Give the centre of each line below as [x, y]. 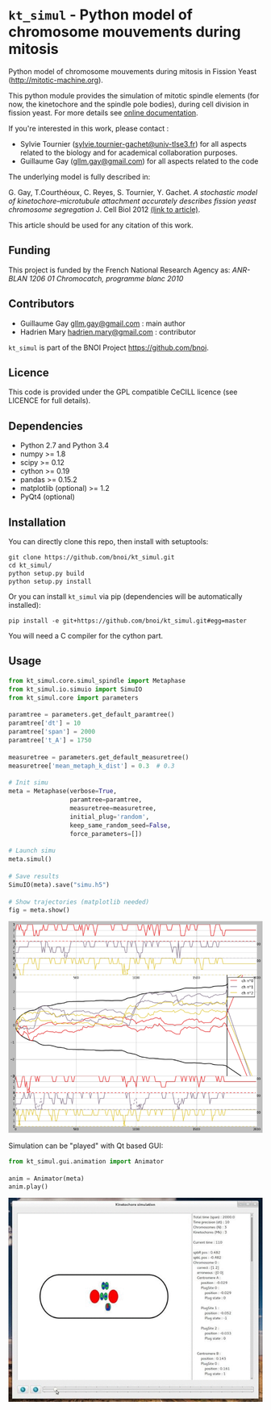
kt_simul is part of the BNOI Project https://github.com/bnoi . [109, 347]
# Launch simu [32, 851]
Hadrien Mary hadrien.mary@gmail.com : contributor [108, 331]
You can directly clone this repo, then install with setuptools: [108, 541]
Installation [37, 522]
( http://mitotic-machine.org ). [56, 80]
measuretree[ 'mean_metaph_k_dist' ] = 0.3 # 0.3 [92, 766]
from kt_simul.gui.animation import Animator [86, 1161]
